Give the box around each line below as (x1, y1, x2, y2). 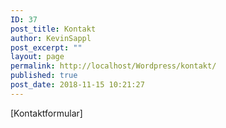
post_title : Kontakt (10, 24, 97, 34)
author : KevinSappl (10, 33, 92, 43)
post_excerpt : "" (10, 42, 83, 53)
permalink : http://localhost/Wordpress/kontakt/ (10, 61, 217, 71)
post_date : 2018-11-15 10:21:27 (10, 80, 145, 90)
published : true (10, 71, 78, 81)
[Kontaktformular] (10, 107, 83, 119)
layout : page (10, 52, 65, 62)
